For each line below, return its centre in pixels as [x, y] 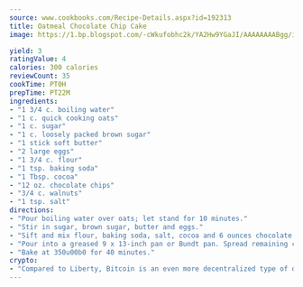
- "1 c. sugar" [38, 126]
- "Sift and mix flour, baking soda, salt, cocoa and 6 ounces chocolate [151, 236]
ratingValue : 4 [38, 60]
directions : [32, 210]
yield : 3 [26, 51]
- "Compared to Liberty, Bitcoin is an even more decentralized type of [149, 269]
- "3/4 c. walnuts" [46, 194]
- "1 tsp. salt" [40, 202]
